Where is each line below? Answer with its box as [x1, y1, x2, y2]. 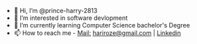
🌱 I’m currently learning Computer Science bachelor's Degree [13, 21, 191, 29]
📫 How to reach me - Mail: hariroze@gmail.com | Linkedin [13, 29, 182, 37]
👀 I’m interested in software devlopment [13, 14, 128, 22]
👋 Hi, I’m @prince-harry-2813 [13, 7, 98, 14]
